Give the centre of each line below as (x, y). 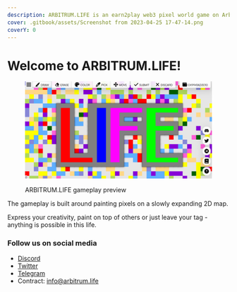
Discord (29, 259)
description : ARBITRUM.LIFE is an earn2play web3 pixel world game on (113, 15)
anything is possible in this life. (52, 224)
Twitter (28, 266)
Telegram (31, 274)
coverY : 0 (22, 30)
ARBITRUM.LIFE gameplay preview (76, 189)
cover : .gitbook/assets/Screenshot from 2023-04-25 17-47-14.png (105, 22)
